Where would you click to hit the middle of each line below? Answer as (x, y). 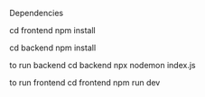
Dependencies (37, 13)
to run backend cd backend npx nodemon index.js (102, 65)
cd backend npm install (53, 48)
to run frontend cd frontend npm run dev (85, 83)
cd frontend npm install (53, 30)
